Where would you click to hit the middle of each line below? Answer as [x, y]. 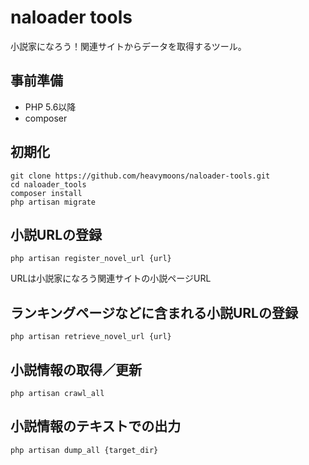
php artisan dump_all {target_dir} [84, 450]
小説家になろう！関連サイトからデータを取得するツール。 [128, 46]
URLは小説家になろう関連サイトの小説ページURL [111, 278]
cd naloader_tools [48, 184]
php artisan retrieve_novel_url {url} [91, 337]
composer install [46, 193]
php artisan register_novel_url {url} [91, 259]
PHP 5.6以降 [50, 107]
